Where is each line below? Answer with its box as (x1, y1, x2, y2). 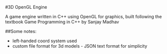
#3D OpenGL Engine (5, 4, 47, 10)
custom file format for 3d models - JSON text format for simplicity (12, 43, 148, 49)
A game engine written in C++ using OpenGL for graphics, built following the (5, 14, 162, 19)
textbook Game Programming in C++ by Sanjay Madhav (5, 19, 119, 25)
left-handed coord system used (12, 38, 77, 44)
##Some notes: (5, 28, 37, 34)
